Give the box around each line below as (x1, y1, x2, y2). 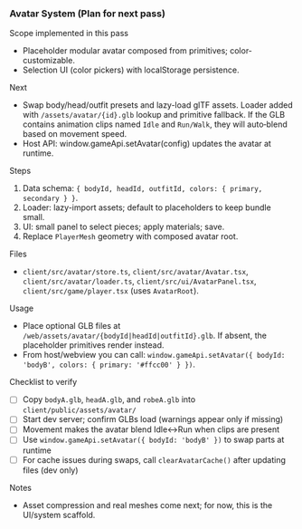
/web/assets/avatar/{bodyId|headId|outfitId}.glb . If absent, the (22, 330, 267, 341)
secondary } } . (22, 193, 79, 204)
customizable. (22, 55, 75, 66)
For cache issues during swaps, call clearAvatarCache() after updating (22, 454, 287, 465)
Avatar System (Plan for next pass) (9, 7, 165, 20)
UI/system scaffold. (22, 509, 96, 520)
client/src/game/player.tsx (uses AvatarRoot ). (22, 285, 199, 296)
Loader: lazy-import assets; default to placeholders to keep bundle (22, 202, 271, 213)
